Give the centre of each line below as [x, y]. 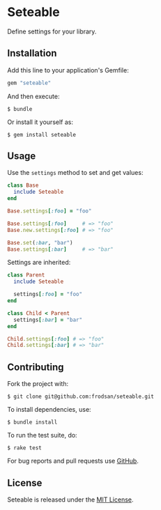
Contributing [36, 367]
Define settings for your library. [52, 31]
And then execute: [33, 96]
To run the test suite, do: [43, 435]
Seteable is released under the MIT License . [70, 500]
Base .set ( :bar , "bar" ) [40, 242]
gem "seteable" [29, 83]
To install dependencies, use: [49, 410]
